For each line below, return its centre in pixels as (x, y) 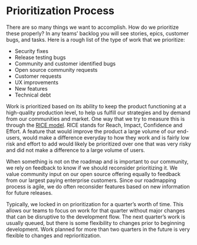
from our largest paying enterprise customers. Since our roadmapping (91, 180)
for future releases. (29, 193)
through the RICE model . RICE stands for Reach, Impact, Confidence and (94, 125)
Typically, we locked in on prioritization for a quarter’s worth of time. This (95, 204)
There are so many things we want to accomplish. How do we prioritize (92, 27)
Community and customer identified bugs (65, 64)
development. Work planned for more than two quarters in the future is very (98, 229)
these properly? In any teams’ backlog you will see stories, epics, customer (97, 33)
